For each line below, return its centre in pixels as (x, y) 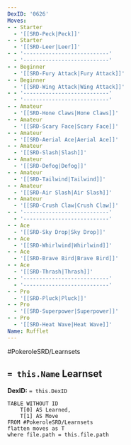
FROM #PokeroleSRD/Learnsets (50, 423)
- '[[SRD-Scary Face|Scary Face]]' (66, 126)
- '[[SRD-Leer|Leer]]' (47, 47)
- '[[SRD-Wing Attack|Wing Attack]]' (69, 87)
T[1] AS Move (39, 417)
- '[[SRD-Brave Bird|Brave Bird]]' (66, 259)
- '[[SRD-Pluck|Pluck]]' (50, 298)
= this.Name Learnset (55, 374)
